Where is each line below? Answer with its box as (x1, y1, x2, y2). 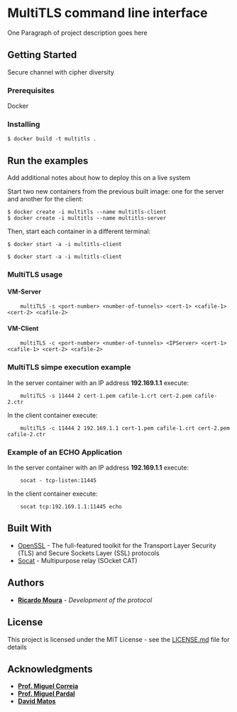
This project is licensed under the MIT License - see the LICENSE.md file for (7, 635, 230, 643)
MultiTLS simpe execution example (7, 362, 131, 372)
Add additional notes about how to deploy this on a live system (7, 174, 191, 182)
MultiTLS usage (7, 269, 63, 279)
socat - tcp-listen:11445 (20, 477, 97, 484)
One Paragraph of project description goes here (7, 28, 148, 37)
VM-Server (7, 287, 41, 296)
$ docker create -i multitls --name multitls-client (7, 208, 167, 216)
